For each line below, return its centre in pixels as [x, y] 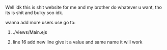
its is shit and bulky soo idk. [34, 13]
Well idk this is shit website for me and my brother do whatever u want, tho [83, 7]
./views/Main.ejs [30, 32]
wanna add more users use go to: [40, 22]
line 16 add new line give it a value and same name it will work [77, 42]
